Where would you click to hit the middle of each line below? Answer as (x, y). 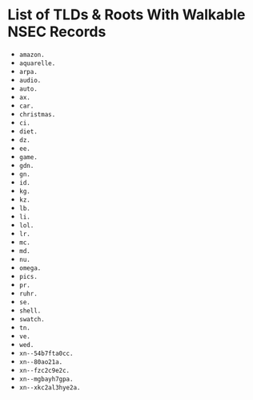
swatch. (32, 319)
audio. (30, 80)
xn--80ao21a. (41, 362)
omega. (30, 268)
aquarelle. (37, 63)
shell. (30, 311)
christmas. (37, 114)
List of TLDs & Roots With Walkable (127, 15)
